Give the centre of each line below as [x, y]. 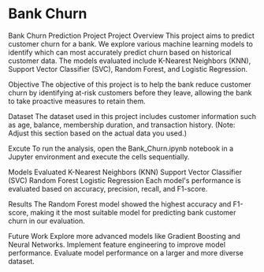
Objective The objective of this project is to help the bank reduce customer [130, 84]
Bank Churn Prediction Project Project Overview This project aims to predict [131, 35]
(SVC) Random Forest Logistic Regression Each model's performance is [125, 180]
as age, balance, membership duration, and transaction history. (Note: [122, 125]
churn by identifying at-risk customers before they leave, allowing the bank [130, 92]
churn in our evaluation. [46, 221]
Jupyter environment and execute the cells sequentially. [99, 156]
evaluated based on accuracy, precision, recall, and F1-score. [108, 188]
